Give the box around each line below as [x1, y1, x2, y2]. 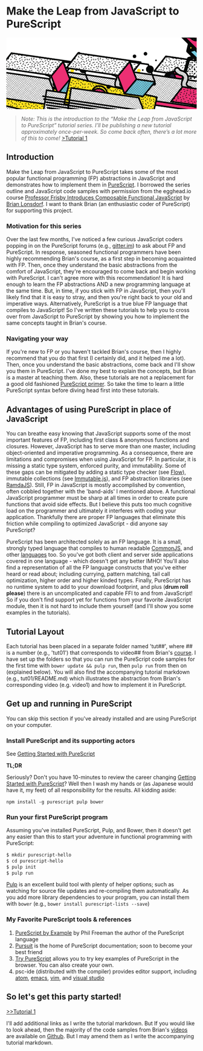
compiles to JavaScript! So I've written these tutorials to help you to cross [6, 307, 190, 314]
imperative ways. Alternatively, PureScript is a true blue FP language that [6, 300, 188, 307]
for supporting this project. [6, 207, 73, 214]
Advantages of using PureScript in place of [6, 404, 172, 414]
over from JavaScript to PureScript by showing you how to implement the [6, 313, 189, 320]
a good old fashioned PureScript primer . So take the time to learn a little [6, 380, 184, 388]
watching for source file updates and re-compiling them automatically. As [6, 887, 189, 895]
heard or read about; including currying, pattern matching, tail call [6, 571, 170, 578]
